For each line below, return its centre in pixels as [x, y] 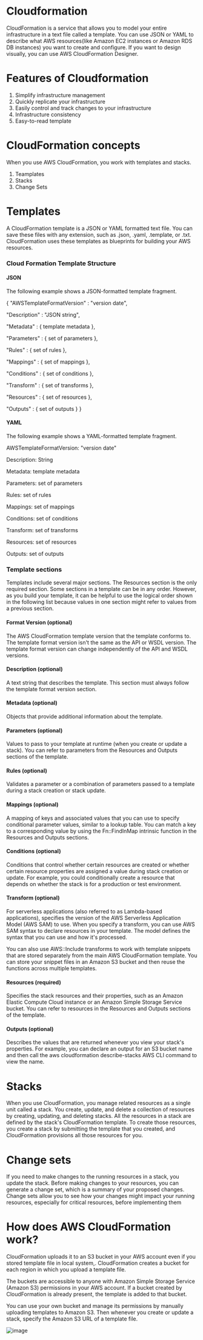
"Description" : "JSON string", [43, 314]
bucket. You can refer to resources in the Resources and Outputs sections [98, 1009]
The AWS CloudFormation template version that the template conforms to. [99, 636]
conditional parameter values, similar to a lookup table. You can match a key [101, 824]
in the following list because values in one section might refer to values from [101, 602]
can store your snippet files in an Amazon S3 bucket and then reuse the [96, 962]
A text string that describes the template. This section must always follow [98, 682]
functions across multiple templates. [52, 968]
